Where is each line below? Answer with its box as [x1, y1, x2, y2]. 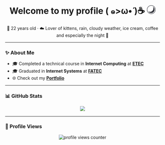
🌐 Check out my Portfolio [12, 75, 65, 81]
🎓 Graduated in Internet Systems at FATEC [12, 68, 102, 74]
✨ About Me [5, 49, 34, 56]
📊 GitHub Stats [5, 93, 43, 100]
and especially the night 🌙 [56, 32, 109, 38]
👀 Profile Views [5, 123, 42, 130]
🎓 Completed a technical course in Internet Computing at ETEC [12, 61, 144, 67]
